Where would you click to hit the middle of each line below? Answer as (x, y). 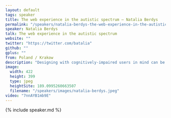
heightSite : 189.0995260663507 (43, 86)
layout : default (22, 10)
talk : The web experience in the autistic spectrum (61, 34)
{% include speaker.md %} (34, 110)
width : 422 (21, 72)
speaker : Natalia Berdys (32, 29)
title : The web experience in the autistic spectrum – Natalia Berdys (82, 19)
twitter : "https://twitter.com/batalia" (49, 43)
